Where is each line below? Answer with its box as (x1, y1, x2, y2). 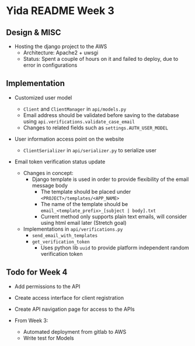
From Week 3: (14, 317, 48, 324)
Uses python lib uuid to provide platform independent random (40, 244, 190, 251)
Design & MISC (6, 28, 61, 37)
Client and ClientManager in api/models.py (23, 105, 127, 112)
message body (32, 181, 68, 189)
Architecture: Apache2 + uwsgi (23, 49, 99, 56)
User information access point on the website (14, 135, 124, 142)
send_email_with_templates (32, 232, 98, 238)
